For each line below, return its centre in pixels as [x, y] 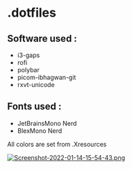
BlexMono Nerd [40, 131]
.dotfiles [32, 13]
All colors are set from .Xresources [57, 144]
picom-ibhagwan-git [47, 77]
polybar [28, 70]
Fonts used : [34, 107]
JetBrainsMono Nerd [47, 123]
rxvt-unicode [36, 84]
